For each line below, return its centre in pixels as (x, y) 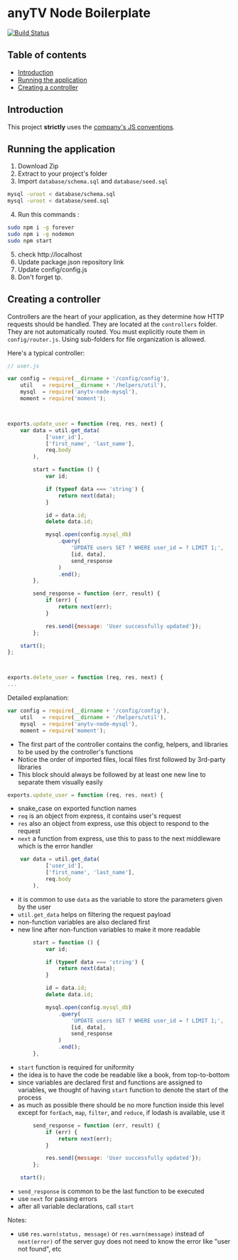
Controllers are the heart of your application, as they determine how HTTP (116, 316)
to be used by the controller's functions (75, 752)
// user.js (23, 366)
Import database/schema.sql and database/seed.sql (93, 181)
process (29, 1097)
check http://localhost (50, 254)
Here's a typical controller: (46, 352)
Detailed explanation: (38, 698)
